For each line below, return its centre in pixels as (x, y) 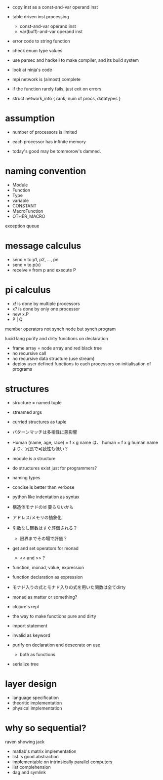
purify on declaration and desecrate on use (56, 645)
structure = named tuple (37, 402)
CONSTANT (24, 206)
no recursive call (29, 353)
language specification (36, 698)
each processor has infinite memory (49, 141)
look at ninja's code (32, 70)
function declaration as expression (47, 577)
